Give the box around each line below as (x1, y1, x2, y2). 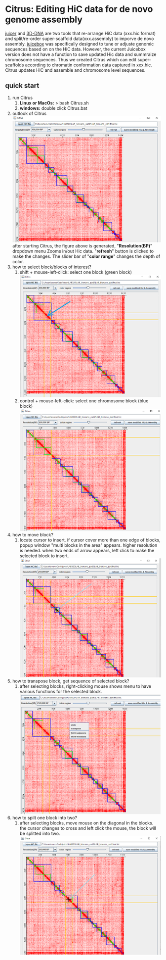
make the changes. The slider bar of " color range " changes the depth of (12, 253, 161, 259)
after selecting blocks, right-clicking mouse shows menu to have (19, 683, 152, 689)
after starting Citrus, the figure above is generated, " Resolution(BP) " (12, 242, 153, 248)
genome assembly (5, 14, 83, 25)
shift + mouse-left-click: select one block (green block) (19, 269, 132, 275)
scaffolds (5, 62, 24, 68)
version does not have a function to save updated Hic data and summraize (5, 51, 157, 57)
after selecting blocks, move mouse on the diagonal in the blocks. (19, 820, 154, 826)
